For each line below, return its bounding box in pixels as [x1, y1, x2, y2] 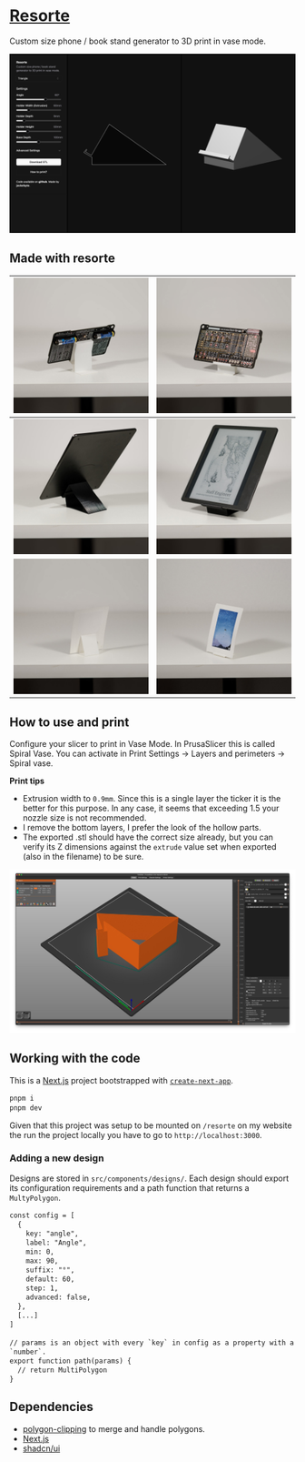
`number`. [9, 1347, 47, 1356]
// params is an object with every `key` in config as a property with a [9, 1338, 295, 1347]
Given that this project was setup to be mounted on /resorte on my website [9, 1120, 292, 1131]
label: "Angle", [25, 1238, 88, 1247]
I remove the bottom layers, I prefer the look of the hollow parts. [22, 822, 261, 833]
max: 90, [25, 1256, 59, 1265]
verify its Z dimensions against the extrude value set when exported [22, 842, 277, 852]
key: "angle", [25, 1229, 79, 1238]
